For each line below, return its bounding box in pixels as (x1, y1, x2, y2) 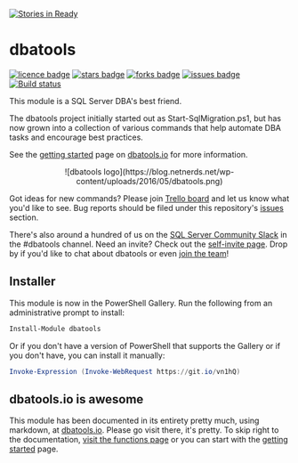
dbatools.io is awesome (9, 392, 144, 407)
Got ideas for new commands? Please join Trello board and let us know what (9, 192, 290, 204)
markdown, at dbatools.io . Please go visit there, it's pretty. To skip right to (9, 425, 279, 435)
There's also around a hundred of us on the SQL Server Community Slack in (9, 229, 287, 240)
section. (9, 212, 39, 223)
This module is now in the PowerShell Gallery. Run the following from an (9, 297, 273, 308)
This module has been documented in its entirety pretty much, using (9, 415, 260, 426)
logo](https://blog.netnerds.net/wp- (103, 166, 235, 177)
